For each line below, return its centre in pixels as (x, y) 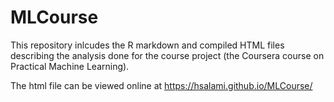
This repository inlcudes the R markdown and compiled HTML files (147, 45)
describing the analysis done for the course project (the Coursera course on (167, 55)
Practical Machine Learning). (70, 66)
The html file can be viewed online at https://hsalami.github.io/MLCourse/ (161, 85)
